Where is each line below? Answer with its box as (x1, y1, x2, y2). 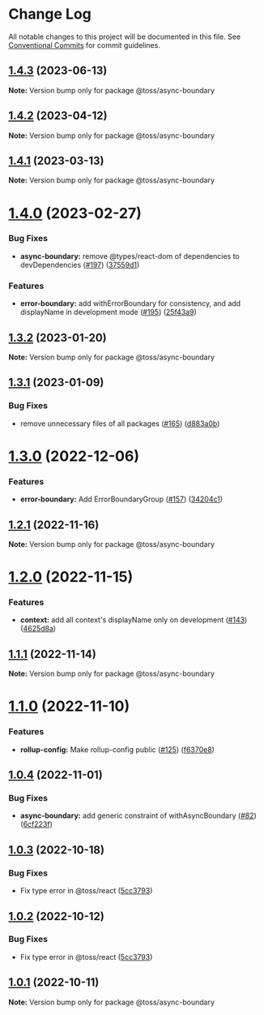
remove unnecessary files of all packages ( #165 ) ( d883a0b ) (19, 419, 220, 428)
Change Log (8, 5, 92, 24)
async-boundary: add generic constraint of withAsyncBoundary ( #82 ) (19, 811, 257, 820)
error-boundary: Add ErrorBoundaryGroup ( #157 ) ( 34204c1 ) (19, 494, 224, 504)
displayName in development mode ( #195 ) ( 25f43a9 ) (19, 308, 197, 317)
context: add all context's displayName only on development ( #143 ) (19, 615, 248, 625)
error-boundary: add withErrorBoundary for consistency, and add (19, 299, 241, 308)
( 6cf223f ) (19, 819, 53, 829)
